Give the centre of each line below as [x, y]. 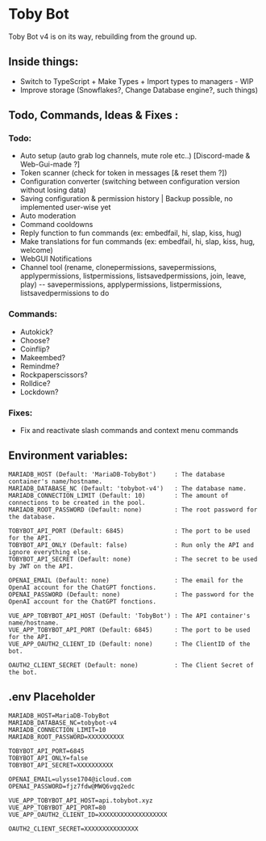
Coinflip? [35, 349]
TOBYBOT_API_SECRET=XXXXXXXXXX [61, 765]
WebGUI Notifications [56, 259]
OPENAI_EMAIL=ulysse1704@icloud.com [70, 779]
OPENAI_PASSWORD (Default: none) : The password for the [131, 595]
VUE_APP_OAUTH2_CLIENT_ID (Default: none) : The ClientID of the [129, 644]
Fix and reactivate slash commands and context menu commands [129, 431]
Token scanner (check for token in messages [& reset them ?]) [123, 173]
